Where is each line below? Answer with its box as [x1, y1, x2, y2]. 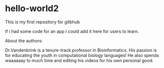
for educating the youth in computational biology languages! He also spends [5, 52, 159, 58]
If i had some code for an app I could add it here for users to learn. [5, 28, 140, 34]
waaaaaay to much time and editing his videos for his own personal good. [5, 57, 154, 63]
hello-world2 [5, 3, 59, 14]
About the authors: [5, 37, 43, 44]
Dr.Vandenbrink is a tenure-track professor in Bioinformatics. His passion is [5, 47, 157, 53]
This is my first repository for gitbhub [5, 19, 80, 25]
